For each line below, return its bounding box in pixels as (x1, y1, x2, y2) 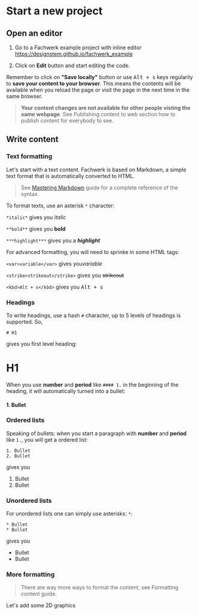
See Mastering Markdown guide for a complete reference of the (20, 184, 178, 191)
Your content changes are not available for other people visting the (20, 104, 191, 111)
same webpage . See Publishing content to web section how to (20, 111, 176, 117)
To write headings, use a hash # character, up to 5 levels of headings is (6, 312, 181, 319)
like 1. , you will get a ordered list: (6, 436, 88, 443)
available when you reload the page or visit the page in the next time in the (6, 86, 190, 94)
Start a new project (6, 4, 103, 18)
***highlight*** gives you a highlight (6, 237, 100, 244)
